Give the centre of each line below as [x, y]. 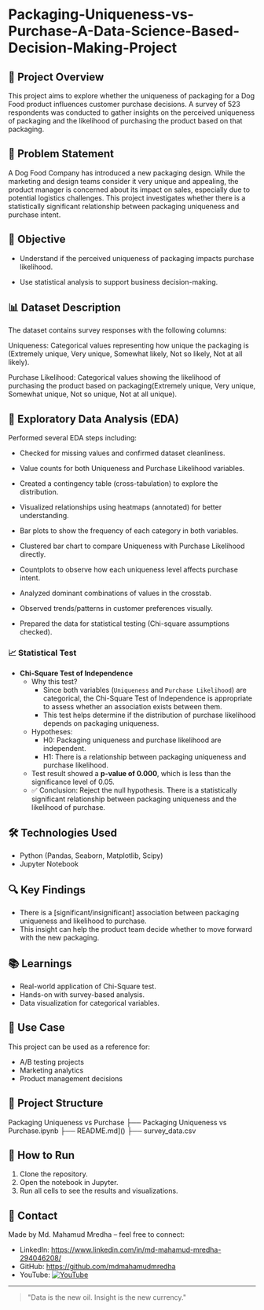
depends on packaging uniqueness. [101, 723]
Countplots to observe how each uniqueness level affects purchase [128, 570]
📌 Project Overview [56, 77]
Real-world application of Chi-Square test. [88, 986]
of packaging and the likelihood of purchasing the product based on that [125, 121]
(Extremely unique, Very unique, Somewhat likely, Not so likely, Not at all [125, 354]
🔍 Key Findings [47, 890]
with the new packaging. [59, 938]
